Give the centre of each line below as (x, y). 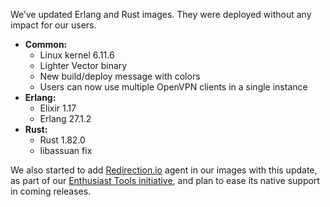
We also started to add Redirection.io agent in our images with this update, (164, 170)
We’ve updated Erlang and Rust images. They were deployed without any (161, 14)
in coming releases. (51, 191)
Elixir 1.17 (58, 108)
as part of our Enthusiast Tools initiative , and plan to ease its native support (165, 180)
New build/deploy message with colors (120, 76)
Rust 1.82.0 (62, 140)
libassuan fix (66, 150)
